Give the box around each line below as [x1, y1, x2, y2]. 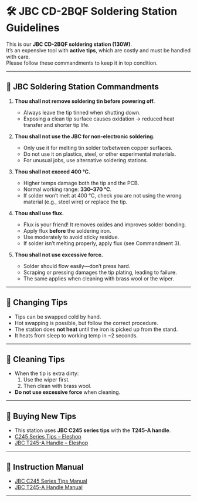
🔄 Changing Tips [6, 297, 68, 307]
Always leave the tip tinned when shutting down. [23, 109, 141, 116]
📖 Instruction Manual [6, 462, 84, 472]
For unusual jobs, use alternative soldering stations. [23, 156, 148, 163]
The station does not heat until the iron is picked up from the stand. [14, 326, 178, 333]
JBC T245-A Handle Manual [14, 484, 83, 491]
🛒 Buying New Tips [6, 411, 77, 421]
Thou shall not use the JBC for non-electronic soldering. [14, 133, 155, 140]
